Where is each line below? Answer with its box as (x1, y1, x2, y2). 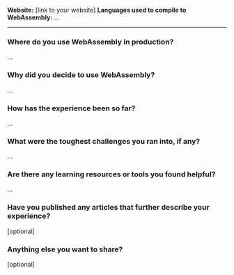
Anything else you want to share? (7, 244, 123, 254)
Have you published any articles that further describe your (7, 203, 210, 212)
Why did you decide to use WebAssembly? (7, 70, 155, 80)
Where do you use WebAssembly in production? (7, 37, 174, 47)
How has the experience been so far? (7, 103, 136, 113)
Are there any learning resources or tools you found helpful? (7, 169, 216, 179)
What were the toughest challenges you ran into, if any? (7, 136, 201, 146)
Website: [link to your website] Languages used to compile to (7, 6, 187, 14)
